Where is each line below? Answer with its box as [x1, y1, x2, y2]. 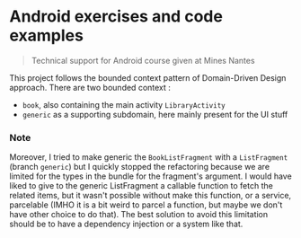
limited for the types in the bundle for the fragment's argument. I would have [9, 171, 292, 181]
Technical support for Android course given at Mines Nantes [31, 55, 255, 66]
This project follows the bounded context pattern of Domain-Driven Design [9, 72, 287, 83]
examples [9, 25, 84, 46]
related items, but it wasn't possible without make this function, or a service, [9, 190, 292, 201]
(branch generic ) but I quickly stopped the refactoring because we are [9, 162, 270, 172]
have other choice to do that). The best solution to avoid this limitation [9, 209, 269, 220]
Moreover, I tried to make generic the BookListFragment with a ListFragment [9, 152, 288, 163]
